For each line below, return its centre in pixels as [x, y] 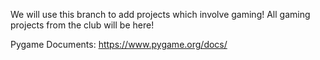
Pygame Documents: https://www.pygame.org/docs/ [119, 44]
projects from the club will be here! [82, 25]
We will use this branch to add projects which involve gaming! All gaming [160, 14]
